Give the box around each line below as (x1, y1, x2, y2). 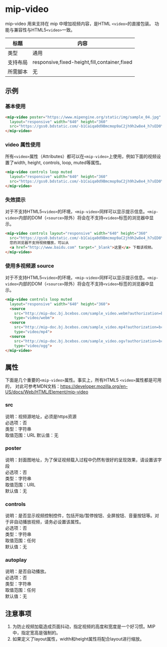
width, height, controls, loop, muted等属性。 (13, 160, 104, 165)
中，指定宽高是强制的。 (12, 630, 61, 636)
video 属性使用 (5, 141, 41, 148)
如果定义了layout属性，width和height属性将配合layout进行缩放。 (12, 636, 145, 642)
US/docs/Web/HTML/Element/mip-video (5, 389, 88, 395)
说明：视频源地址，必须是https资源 (5, 413, 77, 419)
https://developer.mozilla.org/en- (60, 383, 128, 389)
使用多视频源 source (5, 262, 55, 269)
